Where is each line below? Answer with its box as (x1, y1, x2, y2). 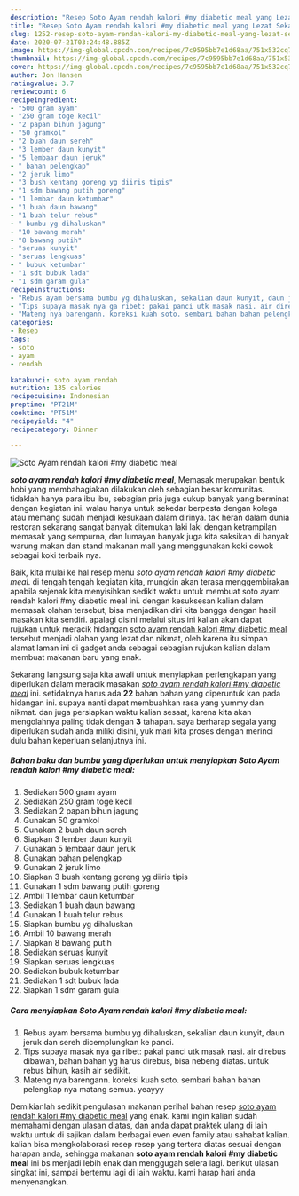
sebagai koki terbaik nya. (10, 549, 102, 560)
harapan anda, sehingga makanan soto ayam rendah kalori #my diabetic (10, 1148, 279, 1159)
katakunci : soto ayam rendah (10, 375, 118, 384)
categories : (10, 319, 54, 327)
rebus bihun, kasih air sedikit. (22, 1066, 131, 1076)
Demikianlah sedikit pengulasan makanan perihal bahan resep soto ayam (10, 1101, 277, 1112)
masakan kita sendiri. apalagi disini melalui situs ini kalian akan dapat (10, 614, 263, 625)
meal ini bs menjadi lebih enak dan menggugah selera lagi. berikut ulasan (10, 1158, 279, 1168)
